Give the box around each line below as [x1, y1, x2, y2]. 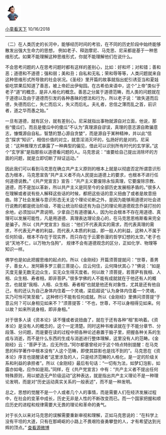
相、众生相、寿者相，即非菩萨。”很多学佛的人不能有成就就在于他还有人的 [5, 275, 152, 281]
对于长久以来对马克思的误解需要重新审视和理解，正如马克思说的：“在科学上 [5, 412, 159, 418]
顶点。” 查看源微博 [13, 425, 50, 431]
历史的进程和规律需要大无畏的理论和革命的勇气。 [9, 402, 109, 407]
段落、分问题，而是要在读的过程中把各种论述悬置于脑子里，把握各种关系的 [5, 329, 157, 335]
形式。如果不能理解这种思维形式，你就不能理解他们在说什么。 [9, 54, 135, 59]
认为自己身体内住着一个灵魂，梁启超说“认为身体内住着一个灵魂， [26, 288, 159, 293]
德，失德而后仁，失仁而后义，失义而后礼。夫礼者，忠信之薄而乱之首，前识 [5, 102, 157, 107]
